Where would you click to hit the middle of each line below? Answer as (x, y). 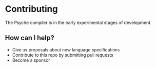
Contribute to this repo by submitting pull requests (63, 55)
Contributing (31, 9)
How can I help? (30, 38)
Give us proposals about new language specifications (66, 49)
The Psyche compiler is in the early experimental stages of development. (78, 23)
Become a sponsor (31, 60)
